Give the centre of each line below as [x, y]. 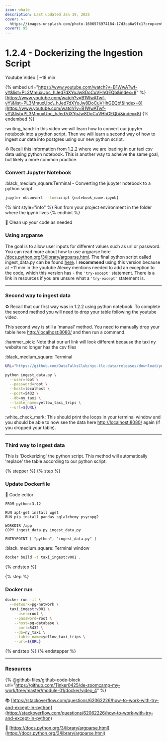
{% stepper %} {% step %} [33, 471]
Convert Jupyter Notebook [38, 172]
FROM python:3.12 [23, 504]
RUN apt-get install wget [32, 513]
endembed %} [20, 119]
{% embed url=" [22, 87]
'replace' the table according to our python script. [56, 461]
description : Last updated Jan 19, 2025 [48, 14]
